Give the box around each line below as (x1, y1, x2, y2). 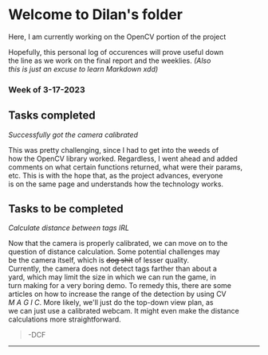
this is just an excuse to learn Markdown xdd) (8, 64, 159, 73)
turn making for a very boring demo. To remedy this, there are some (8, 281, 232, 291)
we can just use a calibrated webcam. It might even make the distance (8, 306, 239, 316)
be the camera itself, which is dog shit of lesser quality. (8, 256, 190, 265)
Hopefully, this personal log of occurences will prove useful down (8, 47, 224, 57)
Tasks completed (8, 109, 96, 123)
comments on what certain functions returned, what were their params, (8, 162, 243, 172)
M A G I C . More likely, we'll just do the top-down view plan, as (8, 298, 214, 307)
